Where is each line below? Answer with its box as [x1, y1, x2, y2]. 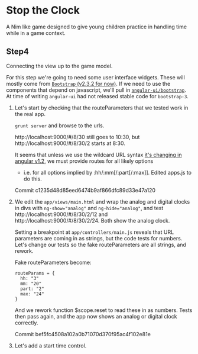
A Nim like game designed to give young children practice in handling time [6, 23, 187, 30]
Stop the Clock [6, 4, 80, 17]
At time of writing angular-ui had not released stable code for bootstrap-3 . [6, 92, 189, 99]
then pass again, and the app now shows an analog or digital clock [14, 313, 177, 320]
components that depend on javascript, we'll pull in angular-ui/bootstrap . [6, 86, 186, 94]
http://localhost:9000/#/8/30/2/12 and [14, 211, 108, 218]
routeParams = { [14, 270, 55, 276]
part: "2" [20, 285, 44, 292]
